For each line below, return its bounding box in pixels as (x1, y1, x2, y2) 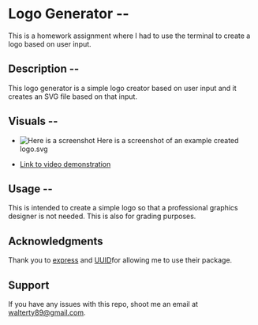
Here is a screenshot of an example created (96, 135, 239, 145)
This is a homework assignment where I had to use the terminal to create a (8, 31, 251, 40)
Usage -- (8, 182, 53, 195)
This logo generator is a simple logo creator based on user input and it (8, 83, 237, 93)
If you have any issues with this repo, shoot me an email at (8, 300, 199, 308)
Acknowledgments (8, 234, 104, 248)
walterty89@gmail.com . (8, 308, 86, 317)
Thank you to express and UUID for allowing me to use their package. (8, 255, 233, 265)
